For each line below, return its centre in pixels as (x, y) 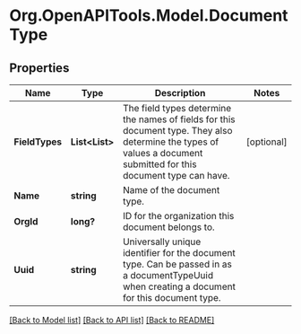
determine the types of (171, 142)
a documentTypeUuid (168, 275)
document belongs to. (168, 227)
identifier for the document (179, 253)
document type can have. (176, 176)
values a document (163, 153)
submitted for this (159, 164)
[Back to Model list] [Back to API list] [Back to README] (112, 320)
